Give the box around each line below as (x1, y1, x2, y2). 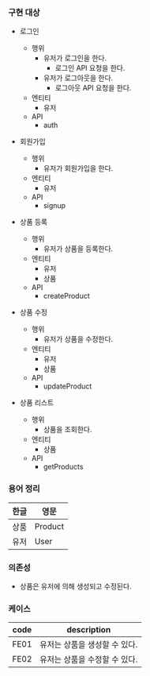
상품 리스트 (19, 398, 54, 408)
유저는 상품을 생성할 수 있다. (39, 639, 138, 651)
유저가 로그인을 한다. (43, 53, 107, 63)
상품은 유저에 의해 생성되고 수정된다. (19, 581, 132, 591)
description (66, 624, 111, 635)
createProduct (43, 292, 90, 301)
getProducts (43, 462, 84, 472)
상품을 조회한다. (43, 425, 92, 435)
